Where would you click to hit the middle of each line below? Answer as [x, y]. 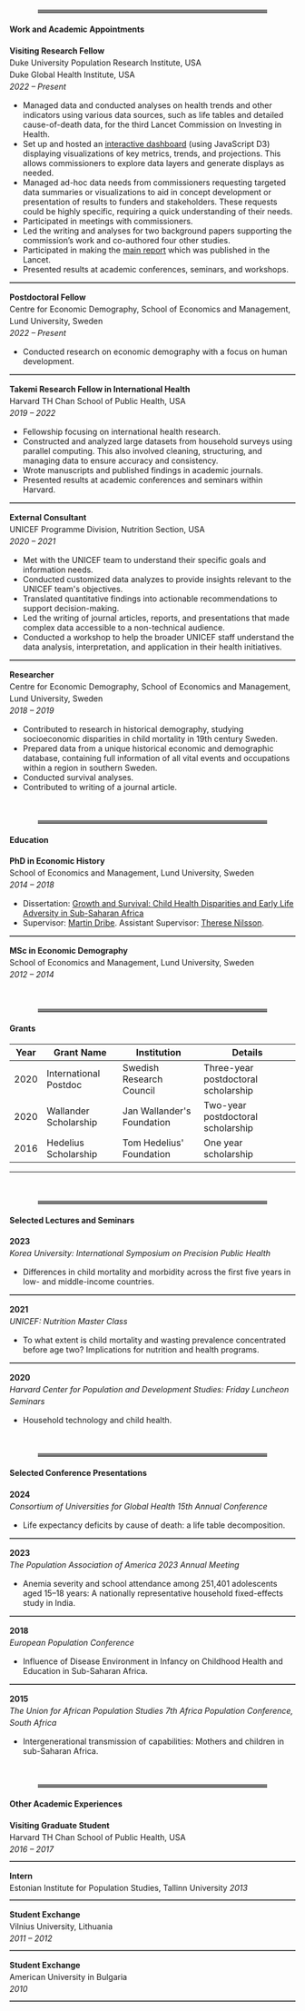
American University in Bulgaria [69, 1976]
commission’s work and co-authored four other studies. [126, 240]
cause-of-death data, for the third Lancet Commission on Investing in [152, 124]
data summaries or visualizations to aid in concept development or [147, 192]
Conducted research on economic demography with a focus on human [155, 352]
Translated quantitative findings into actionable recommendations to [150, 599]
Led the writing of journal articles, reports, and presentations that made [156, 618]
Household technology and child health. [97, 1421]
